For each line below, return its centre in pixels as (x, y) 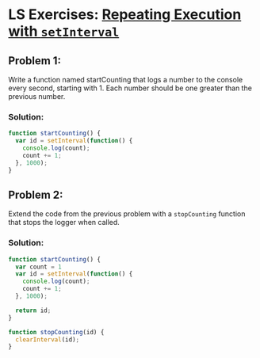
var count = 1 (38, 267)
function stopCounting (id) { (56, 332)
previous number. (37, 96)
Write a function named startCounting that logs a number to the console (126, 80)
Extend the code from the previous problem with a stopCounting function (127, 214)
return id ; (33, 310)
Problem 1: (35, 61)
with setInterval (64, 31)
